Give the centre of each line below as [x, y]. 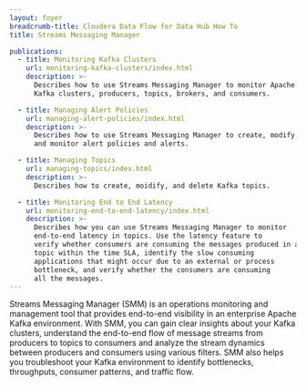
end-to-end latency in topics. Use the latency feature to [148, 236]
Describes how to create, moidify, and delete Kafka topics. [152, 186]
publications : [36, 51]
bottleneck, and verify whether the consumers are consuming [152, 269]
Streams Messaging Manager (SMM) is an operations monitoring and [139, 304]
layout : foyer [36, 18]
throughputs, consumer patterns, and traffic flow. [102, 372]
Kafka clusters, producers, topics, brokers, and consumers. [152, 93]
